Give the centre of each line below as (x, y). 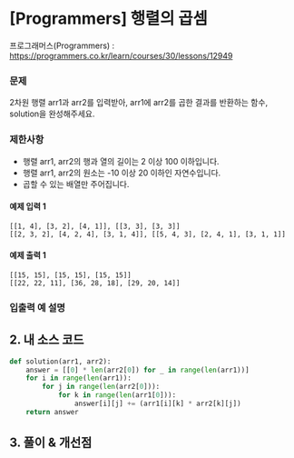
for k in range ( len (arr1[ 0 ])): (117, 395)
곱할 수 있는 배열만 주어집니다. (76, 184)
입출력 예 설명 (38, 307)
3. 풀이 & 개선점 (51, 443)
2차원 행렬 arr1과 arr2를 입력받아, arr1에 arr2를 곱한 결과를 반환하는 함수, (139, 103)
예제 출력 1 (28, 255)
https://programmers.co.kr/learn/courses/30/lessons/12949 (121, 55)
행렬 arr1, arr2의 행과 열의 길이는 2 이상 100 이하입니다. (121, 161)
